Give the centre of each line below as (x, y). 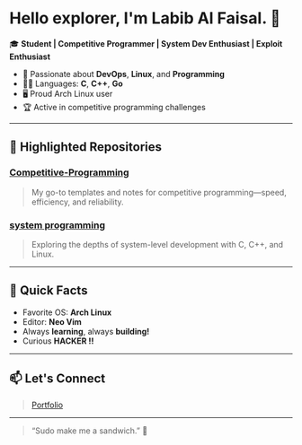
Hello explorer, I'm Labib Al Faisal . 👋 (145, 18)
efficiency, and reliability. (77, 202)
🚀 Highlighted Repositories (85, 147)
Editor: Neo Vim (52, 321)
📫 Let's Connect (58, 379)
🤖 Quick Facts (49, 291)
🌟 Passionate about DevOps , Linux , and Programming (123, 74)
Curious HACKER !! (58, 341)
